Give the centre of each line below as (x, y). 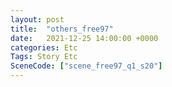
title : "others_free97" (62, 29)
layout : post (37, 19)
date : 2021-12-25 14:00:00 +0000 (84, 38)
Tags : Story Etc (44, 57)
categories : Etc (44, 47)
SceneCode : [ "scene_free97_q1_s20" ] (86, 66)
